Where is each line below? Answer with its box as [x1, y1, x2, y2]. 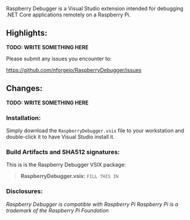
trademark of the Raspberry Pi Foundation [6, 207, 109, 214]
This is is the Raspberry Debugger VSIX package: [6, 161, 126, 168]
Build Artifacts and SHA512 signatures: [6, 148, 120, 156]
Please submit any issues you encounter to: [6, 55, 112, 62]
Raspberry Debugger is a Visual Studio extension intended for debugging [6, 5, 184, 12]
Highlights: [6, 28, 48, 38]
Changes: [6, 83, 43, 93]
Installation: [6, 114, 41, 122]
